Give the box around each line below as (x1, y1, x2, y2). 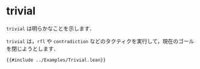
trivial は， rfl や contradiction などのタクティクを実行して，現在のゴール (6, 37, 195, 44)
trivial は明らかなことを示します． (6, 25, 95, 32)
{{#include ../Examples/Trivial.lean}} (6, 57, 106, 63)
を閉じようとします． (6, 45, 59, 52)
